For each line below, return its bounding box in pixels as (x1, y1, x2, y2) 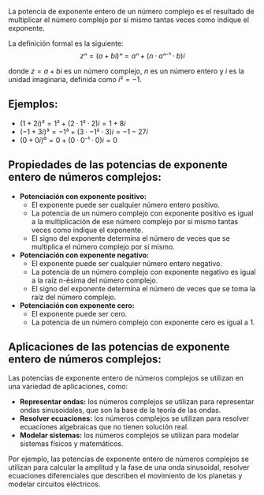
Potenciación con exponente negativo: (19, 250, 150, 260)
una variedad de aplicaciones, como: (8, 382, 128, 392)
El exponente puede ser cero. (31, 309, 128, 318)
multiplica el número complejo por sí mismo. (31, 242, 175, 251)
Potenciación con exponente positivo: (19, 191, 147, 201)
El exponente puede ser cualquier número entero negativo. (31, 258, 223, 268)
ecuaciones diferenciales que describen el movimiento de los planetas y (8, 471, 243, 481)
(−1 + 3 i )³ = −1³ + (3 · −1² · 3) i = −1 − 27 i (19, 126, 148, 137)
